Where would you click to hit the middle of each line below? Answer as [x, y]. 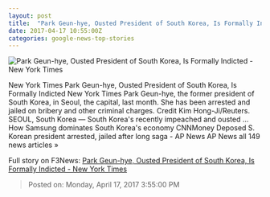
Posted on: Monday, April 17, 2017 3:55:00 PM [104, 185]
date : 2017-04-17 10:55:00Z [55, 31]
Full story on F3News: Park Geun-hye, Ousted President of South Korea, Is [131, 161]
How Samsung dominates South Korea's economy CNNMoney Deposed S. [132, 128]
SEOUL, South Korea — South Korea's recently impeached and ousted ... [129, 119]
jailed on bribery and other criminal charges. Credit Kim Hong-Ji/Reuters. [129, 111]
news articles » [33, 145]
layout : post [30, 16]
